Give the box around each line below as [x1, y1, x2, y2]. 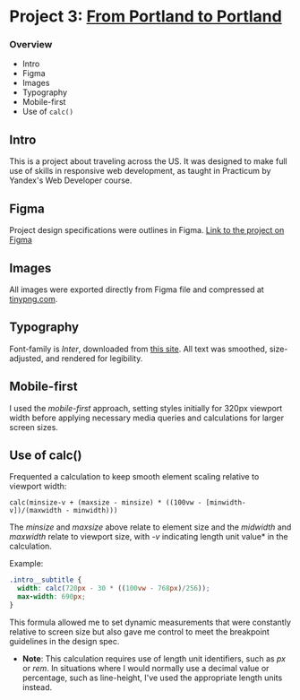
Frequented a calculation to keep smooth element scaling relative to [9, 471, 260, 482]
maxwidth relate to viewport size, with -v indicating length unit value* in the [9, 531, 288, 542]
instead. [21, 681, 53, 692]
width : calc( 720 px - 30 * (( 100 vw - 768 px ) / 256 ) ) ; [17, 584, 210, 593]
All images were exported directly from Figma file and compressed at [9, 284, 264, 295]
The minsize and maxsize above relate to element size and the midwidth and [9, 522, 292, 532]
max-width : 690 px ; [17, 592, 87, 601]
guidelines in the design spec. [9, 635, 120, 646]
